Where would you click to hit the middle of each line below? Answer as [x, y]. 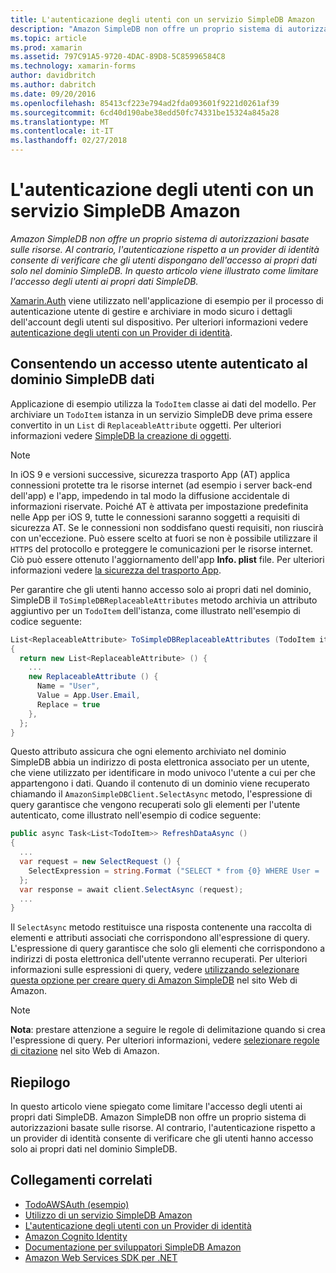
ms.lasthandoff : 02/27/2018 [69, 141]
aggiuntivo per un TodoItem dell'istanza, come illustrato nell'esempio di [155, 610]
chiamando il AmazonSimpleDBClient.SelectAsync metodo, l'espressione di [161, 794]
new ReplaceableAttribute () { [93, 677]
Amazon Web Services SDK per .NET [101, 1257]
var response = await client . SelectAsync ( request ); [131, 889]
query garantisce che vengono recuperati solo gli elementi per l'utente [155, 805]
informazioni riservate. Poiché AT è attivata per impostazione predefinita [159, 506]
